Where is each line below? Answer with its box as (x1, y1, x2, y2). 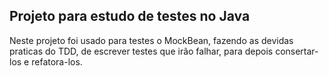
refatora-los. (31, 55, 83, 68)
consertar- (275, 45, 319, 57)
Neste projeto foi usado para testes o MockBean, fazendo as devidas (9, 34, 294, 46)
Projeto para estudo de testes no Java (9, 8, 251, 25)
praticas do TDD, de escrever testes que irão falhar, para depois (9, 45, 274, 57)
